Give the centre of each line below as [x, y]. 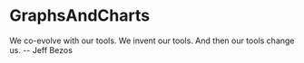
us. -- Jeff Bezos [41, 49]
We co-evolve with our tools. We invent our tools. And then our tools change [152, 40]
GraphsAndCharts [80, 16]
